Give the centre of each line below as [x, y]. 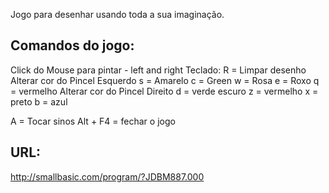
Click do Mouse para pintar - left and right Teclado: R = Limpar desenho [158, 70]
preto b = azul [39, 101]
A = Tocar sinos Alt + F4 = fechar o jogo [93, 121]
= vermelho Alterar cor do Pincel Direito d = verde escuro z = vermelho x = [164, 91]
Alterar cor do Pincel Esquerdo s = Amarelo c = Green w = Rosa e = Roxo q [165, 80]
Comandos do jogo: [72, 45]
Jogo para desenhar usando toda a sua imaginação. [117, 14]
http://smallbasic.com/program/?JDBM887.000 [107, 176]
